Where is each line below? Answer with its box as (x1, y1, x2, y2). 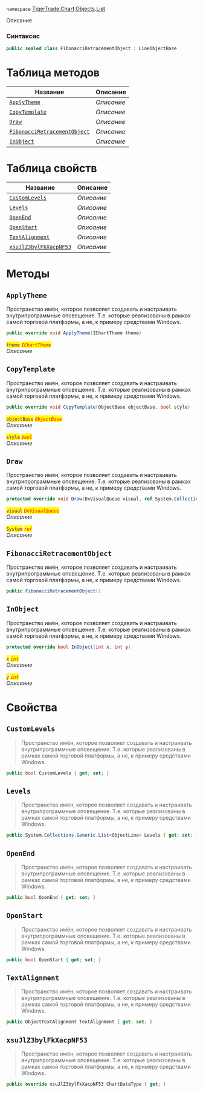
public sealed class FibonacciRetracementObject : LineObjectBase (6, 45, 177, 52)
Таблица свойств (6, 161, 97, 175)
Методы (6, 267, 50, 281)
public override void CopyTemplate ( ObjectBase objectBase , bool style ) (6, 404, 190, 410)
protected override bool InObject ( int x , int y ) (6, 644, 131, 650)
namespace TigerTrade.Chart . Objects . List (6, 5, 106, 12)
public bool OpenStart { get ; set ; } (6, 956, 101, 963)
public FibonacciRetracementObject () (6, 588, 101, 594)
